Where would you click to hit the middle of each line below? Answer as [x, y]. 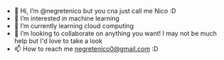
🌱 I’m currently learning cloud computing [74, 26]
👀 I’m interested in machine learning [66, 18]
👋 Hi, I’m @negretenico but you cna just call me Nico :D [95, 11]
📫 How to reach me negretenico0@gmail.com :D [86, 49]
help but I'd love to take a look [58, 41]
